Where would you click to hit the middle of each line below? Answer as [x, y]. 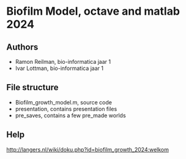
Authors [22, 47]
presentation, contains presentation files [66, 109]
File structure [32, 87]
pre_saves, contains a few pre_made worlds [71, 115]
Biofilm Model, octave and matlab [93, 11]
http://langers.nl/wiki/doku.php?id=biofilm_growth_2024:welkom [88, 149]
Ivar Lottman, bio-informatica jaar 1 [59, 68]
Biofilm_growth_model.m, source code [63, 102]
